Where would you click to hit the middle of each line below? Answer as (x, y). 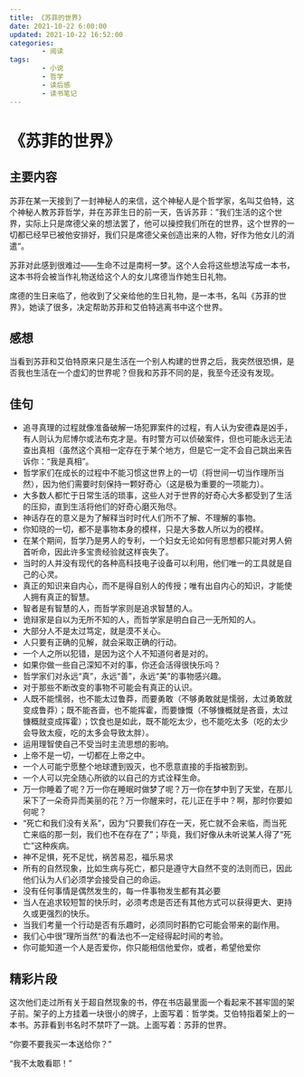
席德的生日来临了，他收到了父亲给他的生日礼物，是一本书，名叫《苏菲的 (144, 296)
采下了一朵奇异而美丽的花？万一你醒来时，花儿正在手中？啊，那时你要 (153, 800)
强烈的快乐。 (71, 913)
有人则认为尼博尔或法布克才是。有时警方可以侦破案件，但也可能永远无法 (157, 439)
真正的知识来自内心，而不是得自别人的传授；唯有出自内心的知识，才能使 (157, 586)
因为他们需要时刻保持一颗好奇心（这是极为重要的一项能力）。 (155, 484)
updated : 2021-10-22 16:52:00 (66, 34)
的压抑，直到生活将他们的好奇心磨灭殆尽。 (102, 506)
